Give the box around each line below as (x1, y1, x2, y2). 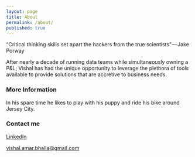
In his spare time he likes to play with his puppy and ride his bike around (6, 99, 180, 106)
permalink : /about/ (6, 19, 54, 25)
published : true (6, 25, 46, 31)
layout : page (6, 8, 38, 15)
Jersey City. (6, 105, 35, 112)
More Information (6, 86, 57, 94)
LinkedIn (6, 133, 27, 140)
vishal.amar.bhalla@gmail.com (6, 144, 80, 151)
